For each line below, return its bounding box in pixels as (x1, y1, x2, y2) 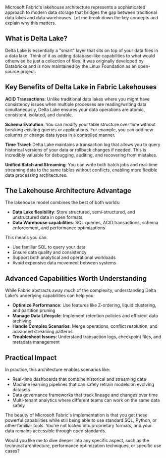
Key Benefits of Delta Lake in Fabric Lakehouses (5, 83, 157, 91)
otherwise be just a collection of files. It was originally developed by (5, 58, 144, 64)
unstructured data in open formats (12, 214, 83, 220)
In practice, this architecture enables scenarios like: (5, 366, 111, 373)
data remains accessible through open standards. (5, 428, 107, 434)
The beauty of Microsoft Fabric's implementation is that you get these (5, 412, 148, 418)
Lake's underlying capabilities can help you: (5, 293, 95, 299)
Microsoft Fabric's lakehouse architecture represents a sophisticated (5, 4, 146, 10)
